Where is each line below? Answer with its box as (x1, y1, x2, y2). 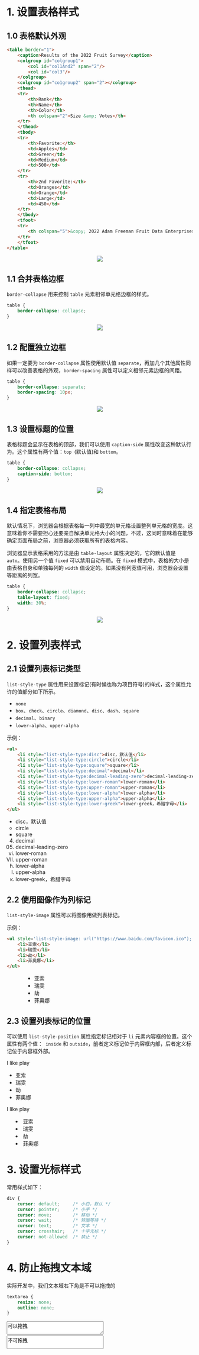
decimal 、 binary (15, 714, 56, 721)
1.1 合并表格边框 (6, 273, 64, 284)
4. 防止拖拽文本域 (6, 1262, 92, 1275)
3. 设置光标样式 (6, 1163, 81, 1176)
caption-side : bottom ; (17, 471, 73, 477)
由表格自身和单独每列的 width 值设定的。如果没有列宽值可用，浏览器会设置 (6, 564, 188, 572)
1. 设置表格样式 (6, 5, 79, 19)
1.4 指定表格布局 (6, 505, 67, 515)
